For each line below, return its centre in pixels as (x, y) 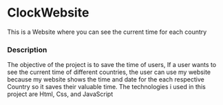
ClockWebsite (48, 13)
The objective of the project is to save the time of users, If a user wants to (112, 65)
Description (27, 50)
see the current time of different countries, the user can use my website (109, 72)
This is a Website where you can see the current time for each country (107, 32)
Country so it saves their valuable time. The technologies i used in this (107, 87)
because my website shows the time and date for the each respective (106, 79)
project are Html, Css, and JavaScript (60, 94)
